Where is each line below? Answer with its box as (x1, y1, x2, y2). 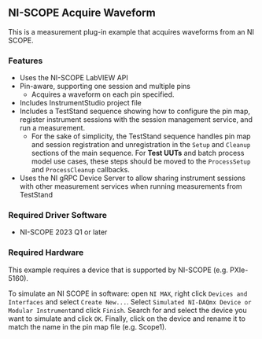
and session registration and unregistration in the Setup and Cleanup (31, 140, 251, 149)
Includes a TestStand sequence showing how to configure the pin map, (19, 106, 250, 116)
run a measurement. (19, 123, 85, 133)
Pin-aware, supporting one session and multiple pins (19, 82, 191, 91)
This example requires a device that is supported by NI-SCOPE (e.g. (8, 265, 228, 275)
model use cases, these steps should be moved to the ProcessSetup (31, 157, 251, 166)
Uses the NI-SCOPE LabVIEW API (19, 73, 128, 83)
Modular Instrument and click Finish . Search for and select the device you (8, 305, 247, 315)
